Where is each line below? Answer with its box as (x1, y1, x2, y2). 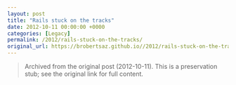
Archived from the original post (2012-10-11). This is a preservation (24, 63, 218, 70)
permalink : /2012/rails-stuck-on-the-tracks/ (7, 37, 143, 44)
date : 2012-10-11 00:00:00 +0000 (7, 23, 105, 30)
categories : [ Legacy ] (7, 30, 71, 37)
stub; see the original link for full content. (24, 70, 144, 78)
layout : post (7, 10, 46, 18)
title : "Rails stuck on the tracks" (7, 17, 114, 24)
